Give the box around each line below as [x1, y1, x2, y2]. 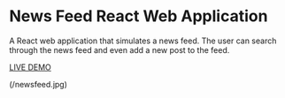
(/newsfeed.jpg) [9, 79, 68, 89]
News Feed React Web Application [9, 6, 268, 26]
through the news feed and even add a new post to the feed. [9, 44, 230, 55]
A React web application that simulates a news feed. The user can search [9, 35, 277, 46]
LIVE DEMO [9, 62, 51, 72]
